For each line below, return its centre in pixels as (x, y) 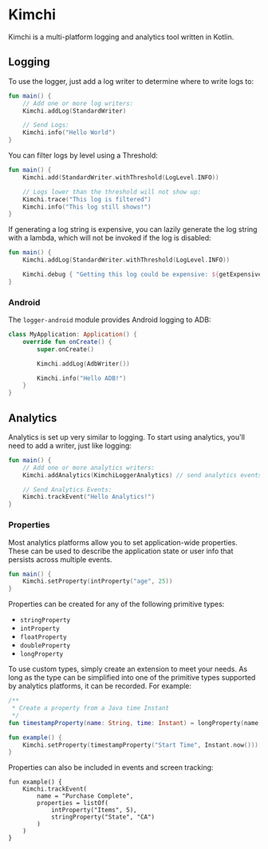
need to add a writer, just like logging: (70, 445)
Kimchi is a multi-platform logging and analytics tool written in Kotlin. (121, 37)
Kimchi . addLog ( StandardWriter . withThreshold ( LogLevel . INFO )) (126, 260)
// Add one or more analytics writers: (89, 468)
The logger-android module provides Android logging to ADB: (110, 320)
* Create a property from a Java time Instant (91, 708)
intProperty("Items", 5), (94, 810)
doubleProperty (45, 646)
